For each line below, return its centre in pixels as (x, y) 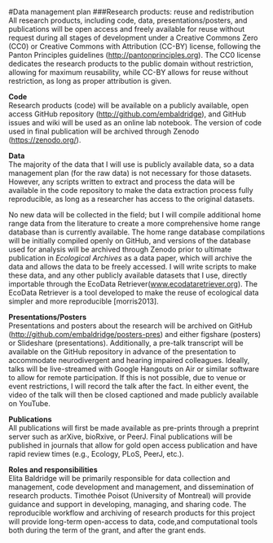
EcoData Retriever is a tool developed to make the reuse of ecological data (134, 293)
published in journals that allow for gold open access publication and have (133, 445)
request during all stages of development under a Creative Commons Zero (133, 37)
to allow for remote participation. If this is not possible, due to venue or (127, 377)
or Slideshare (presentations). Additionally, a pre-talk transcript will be (126, 343)
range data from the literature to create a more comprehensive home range (134, 223)
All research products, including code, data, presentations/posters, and (128, 20)
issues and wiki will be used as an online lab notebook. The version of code (135, 123)
